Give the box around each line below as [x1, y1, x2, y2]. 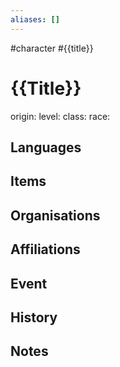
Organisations [10, 207, 101, 224]
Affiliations [10, 241, 81, 258]
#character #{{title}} [10, 42, 94, 54]
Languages [10, 139, 82, 156]
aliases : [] [10, 14, 60, 25]
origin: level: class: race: [10, 110, 111, 122]
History [10, 309, 58, 326]
